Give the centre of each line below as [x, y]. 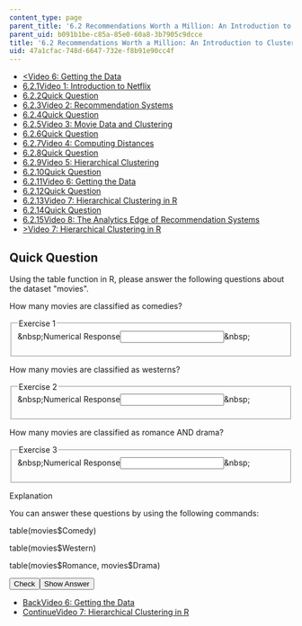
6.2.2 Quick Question [60, 96]
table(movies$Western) [53, 548]
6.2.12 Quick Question [62, 191]
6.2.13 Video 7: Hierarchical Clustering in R [100, 201]
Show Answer [67, 583]
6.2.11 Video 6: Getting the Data [79, 181]
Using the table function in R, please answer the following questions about [147, 278]
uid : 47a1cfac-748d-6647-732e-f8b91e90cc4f [92, 51]
